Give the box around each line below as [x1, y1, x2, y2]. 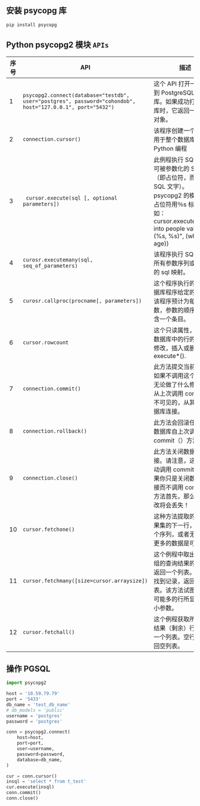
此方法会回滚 [154, 418, 190, 427]
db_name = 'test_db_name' [6, 702, 70, 708]
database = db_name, [17, 757, 62, 763]
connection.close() [23, 474, 79, 481]
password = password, [17, 751, 65, 757]
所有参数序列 [154, 259, 190, 267]
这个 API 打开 [154, 79, 190, 88]
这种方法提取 [154, 512, 190, 520]
